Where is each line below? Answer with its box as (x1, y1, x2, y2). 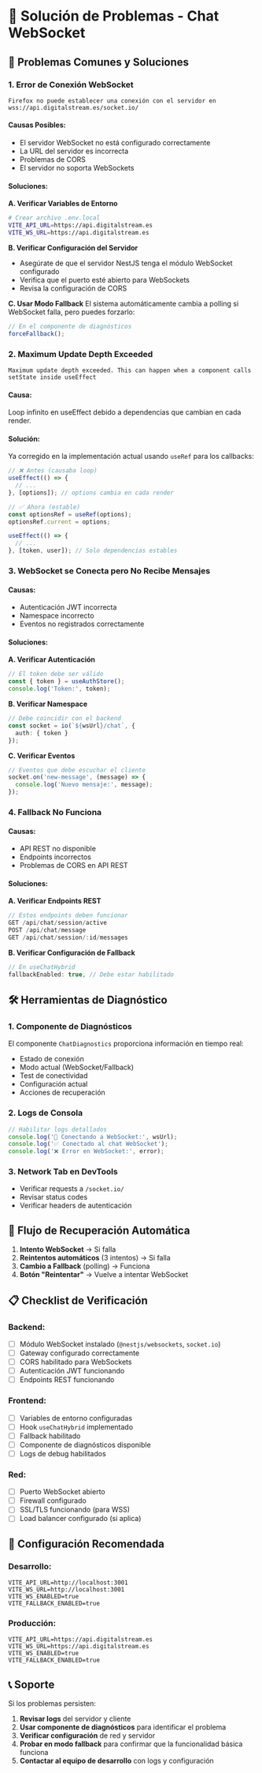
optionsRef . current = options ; (8, 517, 111, 526)
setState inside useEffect (8, 373, 97, 381)
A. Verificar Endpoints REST (8, 896, 101, 906)
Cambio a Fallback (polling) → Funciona (19, 1261, 150, 1271)
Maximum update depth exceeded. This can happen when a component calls (8, 366, 252, 374)
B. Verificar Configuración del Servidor (8, 242, 138, 252)
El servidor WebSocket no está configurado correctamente (19, 138, 211, 148)
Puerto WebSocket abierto (19, 1487, 105, 1497)
